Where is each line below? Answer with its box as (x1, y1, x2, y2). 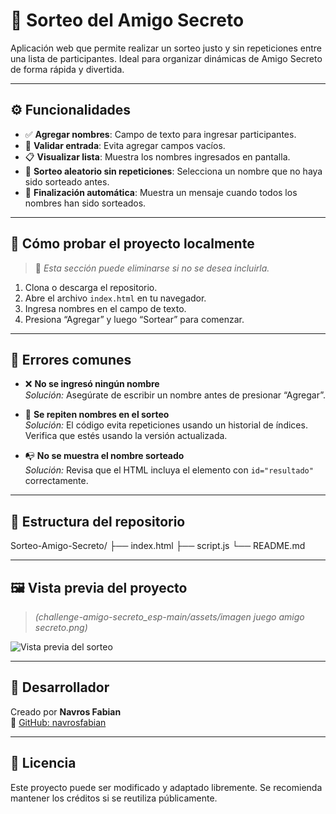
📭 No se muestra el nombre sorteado (24, 450, 185, 462)
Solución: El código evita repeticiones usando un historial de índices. (24, 419, 308, 431)
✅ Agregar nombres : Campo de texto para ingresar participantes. (24, 128, 297, 140)
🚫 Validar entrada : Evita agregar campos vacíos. (24, 139, 226, 151)
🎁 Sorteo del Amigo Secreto (10, 9, 245, 32)
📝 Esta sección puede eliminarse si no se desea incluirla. (34, 262, 270, 274)
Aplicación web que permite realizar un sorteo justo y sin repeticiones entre (10, 42, 323, 54)
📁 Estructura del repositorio (10, 513, 186, 530)
